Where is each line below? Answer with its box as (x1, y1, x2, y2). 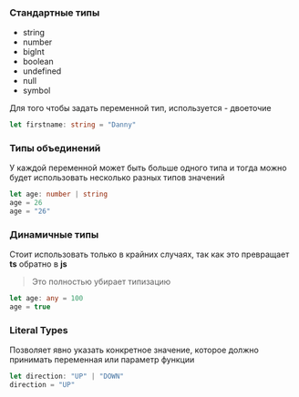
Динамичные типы (9, 229, 99, 241)
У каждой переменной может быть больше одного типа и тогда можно (9, 162, 287, 174)
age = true (9, 302, 51, 311)
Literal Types (9, 324, 68, 337)
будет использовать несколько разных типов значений (9, 172, 225, 183)
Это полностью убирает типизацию (31, 276, 171, 288)
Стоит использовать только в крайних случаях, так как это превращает (9, 249, 290, 260)
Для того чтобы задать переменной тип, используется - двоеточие (9, 103, 272, 114)
